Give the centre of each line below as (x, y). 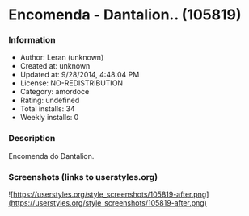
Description (32, 139)
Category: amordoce (55, 92)
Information (32, 40)
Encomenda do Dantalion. (51, 156)
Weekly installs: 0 (49, 118)
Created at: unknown (55, 66)
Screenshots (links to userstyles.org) (83, 177)
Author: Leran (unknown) (62, 57)
